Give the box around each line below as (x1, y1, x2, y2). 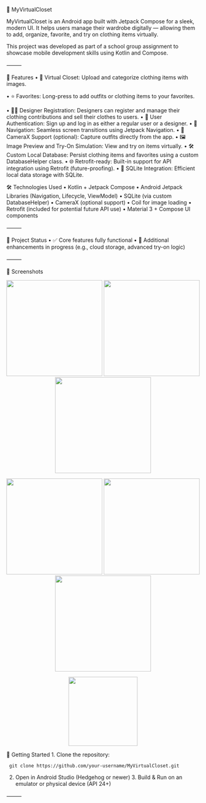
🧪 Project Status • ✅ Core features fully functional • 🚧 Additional (6, 236, 169, 244)
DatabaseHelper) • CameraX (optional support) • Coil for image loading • (6, 199, 192, 206)
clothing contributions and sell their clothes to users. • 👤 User (6, 114, 162, 120)
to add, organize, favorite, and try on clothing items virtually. (6, 31, 159, 38)
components (6, 212, 39, 219)
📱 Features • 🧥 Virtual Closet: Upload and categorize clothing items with (6, 74, 189, 81)
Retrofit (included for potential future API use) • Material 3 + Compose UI (6, 206, 191, 212)
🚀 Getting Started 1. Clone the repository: (6, 751, 110, 758)
